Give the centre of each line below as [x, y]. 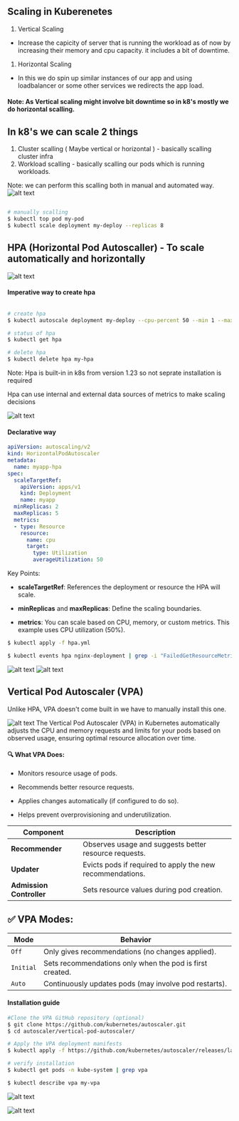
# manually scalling [38, 212]
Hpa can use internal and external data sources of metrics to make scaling [116, 394]
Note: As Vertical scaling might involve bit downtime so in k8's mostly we [118, 102]
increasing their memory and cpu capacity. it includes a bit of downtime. [123, 50]
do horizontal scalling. [41, 109]
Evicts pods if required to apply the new [149, 864]
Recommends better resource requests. [76, 787]
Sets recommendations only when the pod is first [126, 963]
